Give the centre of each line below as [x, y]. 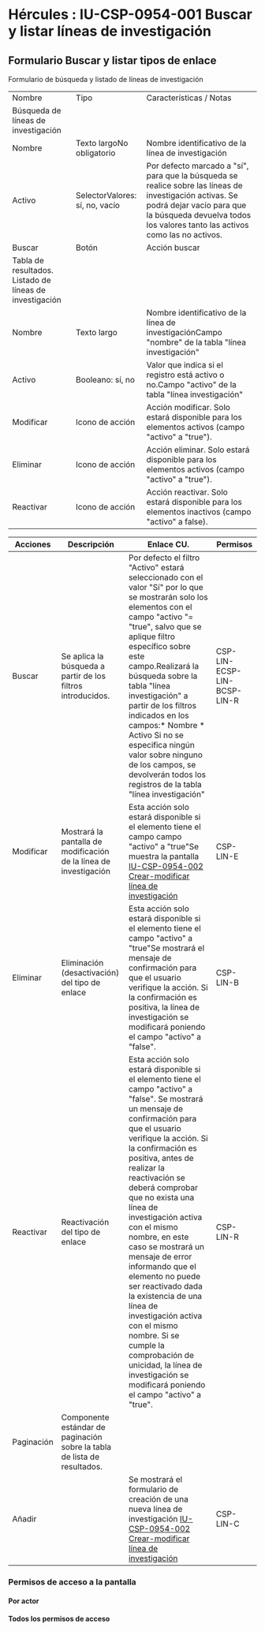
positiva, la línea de [164, 1007]
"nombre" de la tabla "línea [196, 342]
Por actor [24, 1601]
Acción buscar [173, 248]
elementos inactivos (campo [199, 512]
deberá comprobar [164, 1187]
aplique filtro [152, 636]
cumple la [147, 1345]
